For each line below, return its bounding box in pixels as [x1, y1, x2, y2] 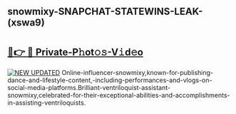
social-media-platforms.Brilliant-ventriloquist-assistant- [7, 84, 171, 91]
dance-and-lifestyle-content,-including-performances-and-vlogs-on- [7, 76, 212, 84]
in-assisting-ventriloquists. [7, 98, 86, 107]
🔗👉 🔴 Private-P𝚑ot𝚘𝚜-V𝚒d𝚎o [7, 46, 144, 58]
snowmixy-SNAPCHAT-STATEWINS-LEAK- [7, 6, 203, 18]
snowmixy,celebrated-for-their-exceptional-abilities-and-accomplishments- [7, 91, 230, 99]
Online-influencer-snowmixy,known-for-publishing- [61, 69, 214, 76]
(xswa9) [7, 17, 45, 29]
